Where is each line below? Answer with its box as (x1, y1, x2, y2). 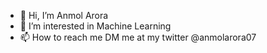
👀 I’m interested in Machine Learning (19, 20, 172, 32)
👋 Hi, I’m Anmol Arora (19, 10, 109, 21)
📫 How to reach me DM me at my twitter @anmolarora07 (19, 31, 257, 43)
